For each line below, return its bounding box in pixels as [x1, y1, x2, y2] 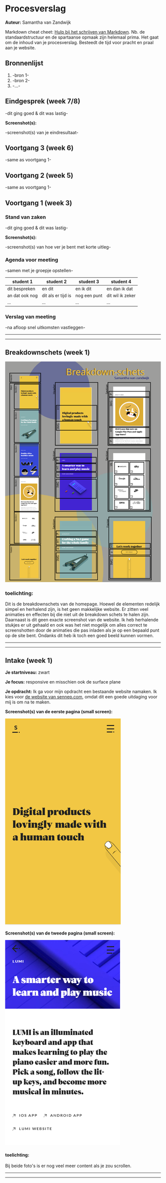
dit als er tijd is [41, 293, 72, 298]
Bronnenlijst [5, 59, 43, 67]
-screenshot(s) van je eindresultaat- [5, 129, 79, 135]
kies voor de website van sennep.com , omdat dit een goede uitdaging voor [5, 693, 158, 699]
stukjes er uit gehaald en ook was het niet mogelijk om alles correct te [5, 622, 147, 628]
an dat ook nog [7, 293, 38, 298]
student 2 [46, 278, 67, 285]
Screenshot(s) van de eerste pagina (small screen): [5, 708, 113, 714]
